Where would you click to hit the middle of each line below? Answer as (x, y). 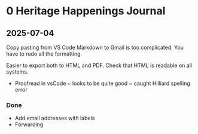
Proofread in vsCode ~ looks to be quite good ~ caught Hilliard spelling (102, 83)
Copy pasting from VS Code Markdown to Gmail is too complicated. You (95, 47)
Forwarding (29, 124)
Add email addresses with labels (55, 118)
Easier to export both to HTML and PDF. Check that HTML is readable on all (99, 65)
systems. (17, 72)
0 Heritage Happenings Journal (86, 11)
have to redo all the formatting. (44, 54)
